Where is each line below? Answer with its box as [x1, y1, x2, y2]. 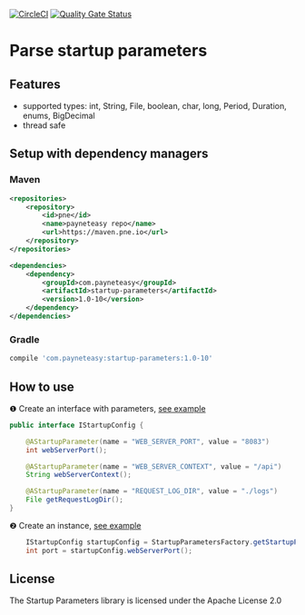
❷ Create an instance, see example [9, 520, 142, 531]
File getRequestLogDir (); [25, 495, 124, 504]
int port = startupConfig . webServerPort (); [25, 546, 193, 555]
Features [9, 76, 61, 92]
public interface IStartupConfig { [9, 421, 144, 430]
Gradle [9, 332, 40, 345]
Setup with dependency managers [9, 146, 209, 162]
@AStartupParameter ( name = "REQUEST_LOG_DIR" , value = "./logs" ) [25, 487, 279, 496]
